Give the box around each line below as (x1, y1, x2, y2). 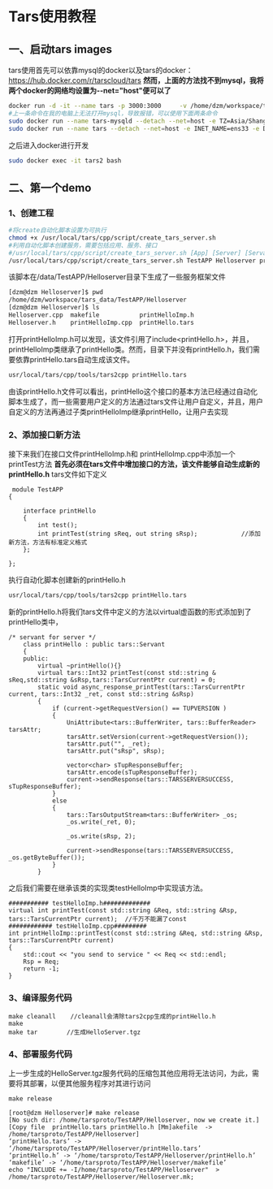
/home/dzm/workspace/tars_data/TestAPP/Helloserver (8, 296, 187, 305)
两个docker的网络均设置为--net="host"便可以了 (8, 86, 171, 95)
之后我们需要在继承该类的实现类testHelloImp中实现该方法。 (8, 883, 207, 893)
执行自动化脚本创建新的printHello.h (8, 574, 126, 585)
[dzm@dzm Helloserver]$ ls (8, 304, 100, 312)
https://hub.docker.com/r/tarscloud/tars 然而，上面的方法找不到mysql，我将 (8, 76, 264, 85)
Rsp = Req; (23, 958, 60, 966)
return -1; (23, 964, 60, 973)
